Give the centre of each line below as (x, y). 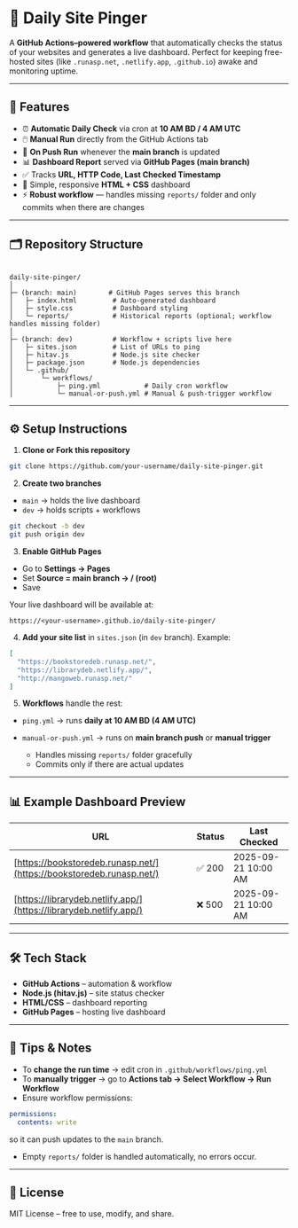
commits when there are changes (83, 207)
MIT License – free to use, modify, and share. (92, 1214)
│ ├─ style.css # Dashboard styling (99, 308)
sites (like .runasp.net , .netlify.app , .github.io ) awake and (147, 61)
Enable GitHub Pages (62, 551)
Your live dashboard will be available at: (82, 605)
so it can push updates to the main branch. (86, 1139)
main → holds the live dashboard (81, 501)
